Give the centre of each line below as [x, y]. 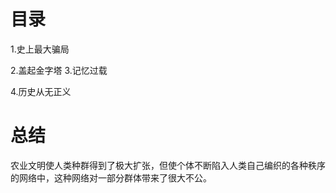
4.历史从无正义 [41, 91]
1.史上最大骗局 [40, 49]
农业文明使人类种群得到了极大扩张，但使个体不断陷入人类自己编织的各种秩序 [168, 165]
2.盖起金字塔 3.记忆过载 [59, 70]
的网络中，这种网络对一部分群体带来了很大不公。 [111, 177]
